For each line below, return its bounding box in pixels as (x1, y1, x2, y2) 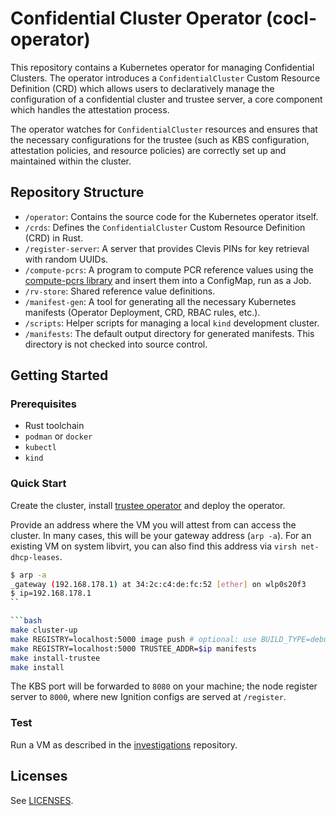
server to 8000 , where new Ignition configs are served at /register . (10, 691, 287, 703)
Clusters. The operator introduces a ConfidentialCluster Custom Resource (10, 72, 321, 84)
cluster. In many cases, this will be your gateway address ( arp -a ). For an (10, 529, 312, 541)
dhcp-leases (10, 552, 60, 562)
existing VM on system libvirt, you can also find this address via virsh (10, 540, 297, 552)
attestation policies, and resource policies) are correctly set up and (10, 144, 287, 156)
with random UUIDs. (24, 253, 109, 265)
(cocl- (265, 7, 318, 30)
